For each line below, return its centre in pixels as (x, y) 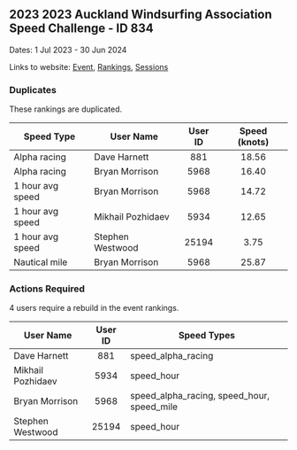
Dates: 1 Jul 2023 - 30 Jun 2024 (68, 50)
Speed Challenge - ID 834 (81, 29)
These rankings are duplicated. (66, 109)
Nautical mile (41, 262)
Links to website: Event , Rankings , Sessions (89, 66)
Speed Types (207, 336)
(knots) (253, 143)
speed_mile (154, 407)
